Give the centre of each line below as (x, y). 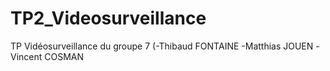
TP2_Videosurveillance (108, 18)
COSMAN (64, 56)
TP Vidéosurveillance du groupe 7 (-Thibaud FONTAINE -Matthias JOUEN (162, 46)
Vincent (26, 56)
